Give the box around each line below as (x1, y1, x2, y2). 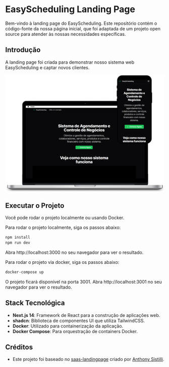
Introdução (5, 45, 41, 54)
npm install (5, 235, 30, 240)
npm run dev (5, 240, 30, 246)
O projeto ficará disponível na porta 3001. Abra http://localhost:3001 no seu (5, 279, 162, 285)
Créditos (5, 343, 33, 352)
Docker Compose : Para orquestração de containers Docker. (12, 328, 138, 334)
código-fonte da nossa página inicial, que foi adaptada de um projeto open (5, 25, 160, 31)
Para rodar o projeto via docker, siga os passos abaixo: (5, 259, 120, 265)
